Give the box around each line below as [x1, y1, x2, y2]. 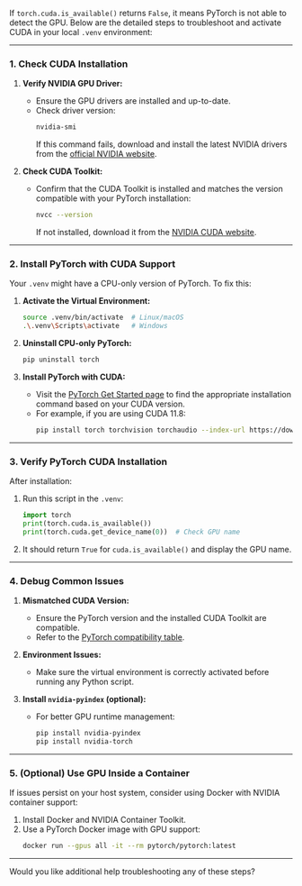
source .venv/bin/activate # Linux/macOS [22, 313, 184, 323]
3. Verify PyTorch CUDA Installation [9, 455, 168, 468]
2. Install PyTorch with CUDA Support [9, 257, 176, 269]
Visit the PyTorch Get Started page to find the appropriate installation [35, 388, 292, 399]
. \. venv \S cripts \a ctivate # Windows [22, 322, 168, 331]
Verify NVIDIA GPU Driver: [22, 78, 123, 89]
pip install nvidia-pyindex [35, 729, 141, 738]
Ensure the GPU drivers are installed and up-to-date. [35, 96, 231, 106]
